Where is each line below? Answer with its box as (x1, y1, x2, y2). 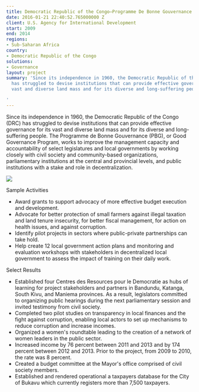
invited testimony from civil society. (14, 303, 102, 310)
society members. (14, 366, 59, 374)
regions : (6, 36, 28, 42)
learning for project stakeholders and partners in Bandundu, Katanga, (14, 284, 185, 291)
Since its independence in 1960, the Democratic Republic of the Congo (6, 113, 179, 120)
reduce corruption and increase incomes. (14, 322, 116, 329)
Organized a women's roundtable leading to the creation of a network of (14, 328, 191, 335)
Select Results (6, 266, 41, 274)
